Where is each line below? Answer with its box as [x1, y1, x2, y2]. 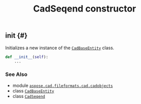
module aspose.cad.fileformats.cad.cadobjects [12, 82, 113, 88]
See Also [5, 71, 28, 78]
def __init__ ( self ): [5, 54, 49, 59]
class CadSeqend [12, 93, 45, 99]
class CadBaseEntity [12, 87, 54, 93]
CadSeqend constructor [33, 3, 136, 15]
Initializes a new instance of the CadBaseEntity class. [5, 45, 114, 51]
